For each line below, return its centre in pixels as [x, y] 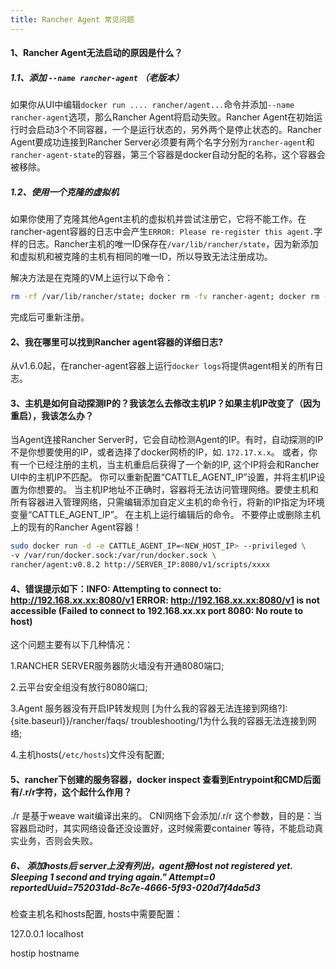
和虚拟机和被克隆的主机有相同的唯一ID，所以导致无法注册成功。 [141, 257]
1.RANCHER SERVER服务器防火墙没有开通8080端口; [117, 666]
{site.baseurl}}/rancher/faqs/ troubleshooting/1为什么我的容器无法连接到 [159, 721]
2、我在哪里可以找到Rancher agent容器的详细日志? [117, 342]
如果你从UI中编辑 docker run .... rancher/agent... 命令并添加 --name [152, 105]
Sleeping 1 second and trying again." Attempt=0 [113, 877]
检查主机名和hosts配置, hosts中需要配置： [96, 914]
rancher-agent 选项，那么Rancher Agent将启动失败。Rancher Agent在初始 [162, 117]
